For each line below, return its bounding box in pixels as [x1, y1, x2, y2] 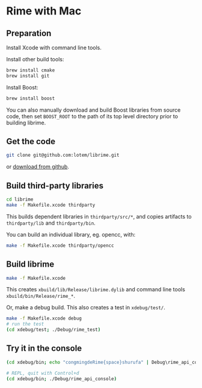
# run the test [6, 321, 44, 327]
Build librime [6, 259, 55, 270]
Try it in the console [6, 344, 82, 354]
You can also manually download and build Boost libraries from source [6, 106, 181, 114]
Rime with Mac [6, 4, 82, 18]
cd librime [6, 196, 34, 202]
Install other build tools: [6, 56, 64, 62]
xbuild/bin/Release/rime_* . [6, 293, 76, 300]
